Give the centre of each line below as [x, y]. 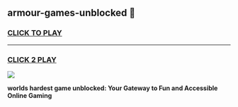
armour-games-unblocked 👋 [72, 13]
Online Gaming [30, 95]
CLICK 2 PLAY [32, 59]
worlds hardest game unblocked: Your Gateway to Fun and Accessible [113, 88]
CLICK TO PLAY [35, 33]
